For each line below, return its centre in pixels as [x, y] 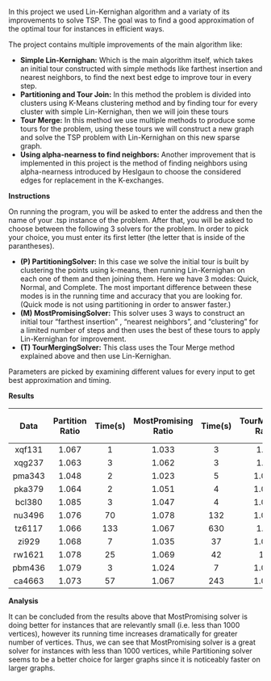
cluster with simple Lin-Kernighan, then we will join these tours [124, 111]
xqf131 [29, 450]
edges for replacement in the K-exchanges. [92, 180]
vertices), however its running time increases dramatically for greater [123, 634]
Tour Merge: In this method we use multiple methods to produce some [138, 120]
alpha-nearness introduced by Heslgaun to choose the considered [131, 172]
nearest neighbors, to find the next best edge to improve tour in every [136, 77]
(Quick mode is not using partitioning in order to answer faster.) [125, 305]
